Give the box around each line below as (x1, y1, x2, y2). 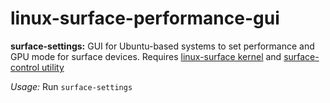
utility (41, 61, 65, 73)
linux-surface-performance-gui (10, 7, 280, 30)
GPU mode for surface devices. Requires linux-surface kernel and (10, 50, 282, 62)
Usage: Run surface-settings (10, 80, 133, 92)
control (10, 61, 40, 73)
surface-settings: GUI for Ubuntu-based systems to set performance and (10, 40, 315, 52)
